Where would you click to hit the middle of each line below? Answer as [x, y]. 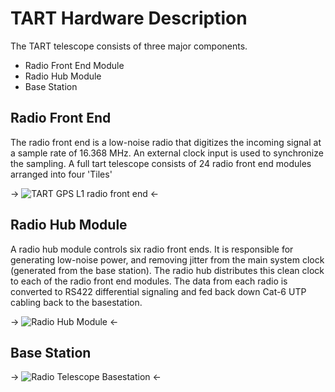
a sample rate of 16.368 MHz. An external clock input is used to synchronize [167, 153]
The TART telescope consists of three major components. [129, 46]
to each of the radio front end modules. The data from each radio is [149, 281]
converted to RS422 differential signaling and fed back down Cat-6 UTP [158, 291]
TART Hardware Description [129, 18]
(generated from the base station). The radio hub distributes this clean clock [167, 270]
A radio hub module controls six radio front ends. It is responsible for [152, 249]
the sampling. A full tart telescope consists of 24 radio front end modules [161, 163]
